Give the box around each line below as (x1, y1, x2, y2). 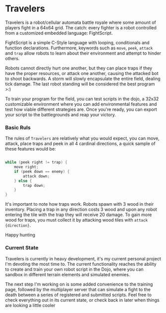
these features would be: (5, 146, 56, 152)
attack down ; (23, 173, 50, 179)
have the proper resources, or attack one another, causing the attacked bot (5, 70, 159, 76)
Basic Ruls (5, 124, 31, 131)
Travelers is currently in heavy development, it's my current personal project (5, 255, 161, 261)
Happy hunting (5, 232, 36, 238)
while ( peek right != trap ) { (5, 160, 68, 165)
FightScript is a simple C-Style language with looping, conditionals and (5, 39, 150, 45)
